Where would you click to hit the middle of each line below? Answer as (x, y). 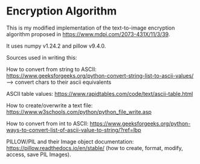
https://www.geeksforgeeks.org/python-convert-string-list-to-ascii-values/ (100, 75)
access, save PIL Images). (39, 154)
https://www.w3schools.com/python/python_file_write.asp (79, 112)
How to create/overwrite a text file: (50, 105)
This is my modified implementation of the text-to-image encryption (91, 28)
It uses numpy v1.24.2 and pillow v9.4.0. (56, 46)
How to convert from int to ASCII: (47, 123)
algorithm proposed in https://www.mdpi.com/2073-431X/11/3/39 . (88, 34)
